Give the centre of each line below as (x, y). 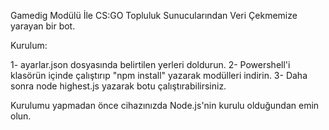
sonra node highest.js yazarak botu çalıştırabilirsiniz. (118, 86)
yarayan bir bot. (43, 26)
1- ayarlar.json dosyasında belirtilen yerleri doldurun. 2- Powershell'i (150, 64)
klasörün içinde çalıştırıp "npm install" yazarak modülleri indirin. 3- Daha (159, 75)
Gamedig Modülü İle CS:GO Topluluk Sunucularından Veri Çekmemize (154, 15)
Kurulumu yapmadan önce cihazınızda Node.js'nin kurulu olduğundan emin (165, 105)
